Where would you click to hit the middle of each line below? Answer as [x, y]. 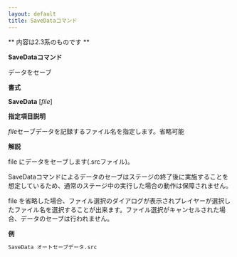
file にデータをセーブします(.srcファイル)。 [71, 162]
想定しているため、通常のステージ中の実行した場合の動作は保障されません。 [120, 185]
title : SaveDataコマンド [43, 21]
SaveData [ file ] [30, 101]
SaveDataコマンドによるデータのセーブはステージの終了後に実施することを [118, 177]
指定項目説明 [27, 116]
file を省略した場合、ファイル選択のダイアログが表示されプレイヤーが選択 [116, 201]
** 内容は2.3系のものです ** [49, 42]
